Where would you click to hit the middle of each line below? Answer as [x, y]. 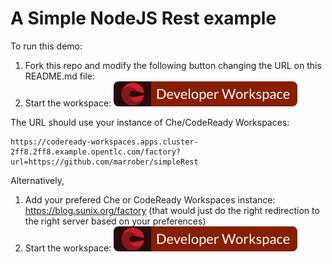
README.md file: [60, 76]
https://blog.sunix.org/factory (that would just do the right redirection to [172, 210]
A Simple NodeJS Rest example [143, 18]
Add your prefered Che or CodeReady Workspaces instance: [150, 199]
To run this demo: [46, 46]
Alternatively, [37, 180]
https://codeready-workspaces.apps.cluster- [104, 142]
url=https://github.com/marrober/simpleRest [104, 162]
